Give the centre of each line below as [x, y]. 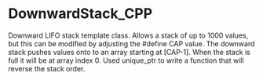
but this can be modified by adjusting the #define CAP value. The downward [131, 43]
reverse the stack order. [47, 68]
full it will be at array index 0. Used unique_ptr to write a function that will [126, 60]
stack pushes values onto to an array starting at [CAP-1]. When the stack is [130, 52]
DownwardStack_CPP [80, 14]
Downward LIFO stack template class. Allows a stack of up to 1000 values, [128, 35]
